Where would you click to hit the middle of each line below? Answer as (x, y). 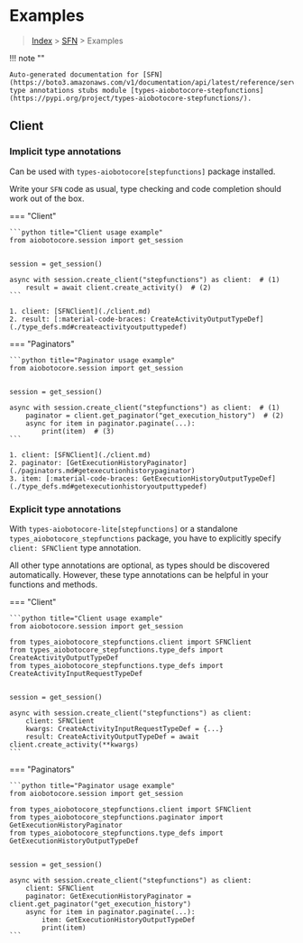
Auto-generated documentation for (74, 74)
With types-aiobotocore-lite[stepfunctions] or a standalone (124, 528)
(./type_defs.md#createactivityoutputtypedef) (98, 327)
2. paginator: (36, 462)
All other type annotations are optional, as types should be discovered (140, 565)
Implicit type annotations (65, 151)
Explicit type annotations (65, 508)
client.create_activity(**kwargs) (74, 745)
